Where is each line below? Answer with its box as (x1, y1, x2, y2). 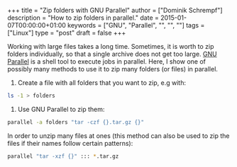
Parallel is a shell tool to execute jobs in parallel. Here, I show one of (7, 57, 206, 66)
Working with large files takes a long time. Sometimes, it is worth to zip (7, 42, 214, 50)
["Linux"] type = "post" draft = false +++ (7, 28, 126, 37)
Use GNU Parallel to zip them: (17, 105, 105, 113)
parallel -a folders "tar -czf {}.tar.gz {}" (7, 118, 144, 126)
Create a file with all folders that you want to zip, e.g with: (17, 79, 187, 87)
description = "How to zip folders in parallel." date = (7, 13, 160, 22)
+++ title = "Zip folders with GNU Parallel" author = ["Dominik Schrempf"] (7, 6, 223, 14)
